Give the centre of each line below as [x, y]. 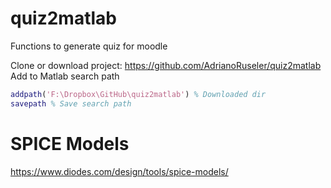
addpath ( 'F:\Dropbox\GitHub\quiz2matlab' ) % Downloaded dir [138, 94]
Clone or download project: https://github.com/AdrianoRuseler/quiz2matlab [166, 65]
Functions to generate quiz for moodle [89, 46]
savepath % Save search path [71, 103]
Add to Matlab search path [65, 76]
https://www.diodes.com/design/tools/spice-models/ [119, 171]
